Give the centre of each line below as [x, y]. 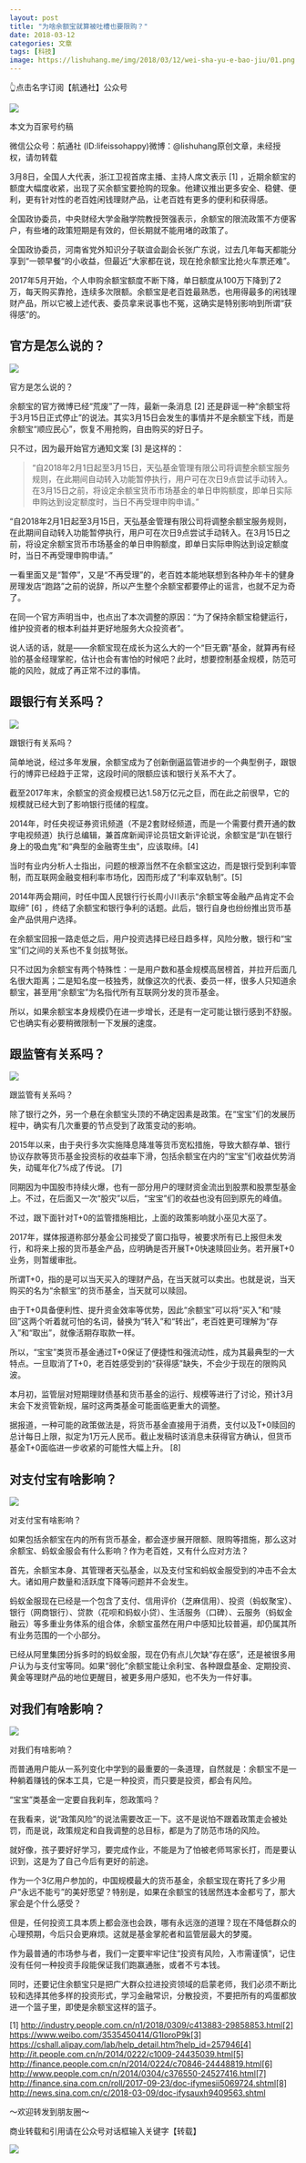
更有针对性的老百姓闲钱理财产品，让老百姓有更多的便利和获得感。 [149, 200]
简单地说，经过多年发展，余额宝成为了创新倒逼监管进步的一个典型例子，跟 [149, 762]
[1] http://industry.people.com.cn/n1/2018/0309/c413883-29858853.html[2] [152, 2025]
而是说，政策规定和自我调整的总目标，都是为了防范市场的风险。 [145, 1830]
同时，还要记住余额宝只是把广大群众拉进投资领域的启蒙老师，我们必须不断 [149, 1984]
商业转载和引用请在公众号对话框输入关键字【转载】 [105, 2131]
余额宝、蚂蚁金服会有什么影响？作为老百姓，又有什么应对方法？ [129, 1551]
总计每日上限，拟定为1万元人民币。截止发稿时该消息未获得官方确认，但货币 [151, 1437]
